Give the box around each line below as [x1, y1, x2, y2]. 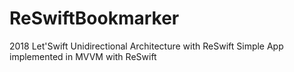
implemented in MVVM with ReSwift [9, 50, 157, 62]
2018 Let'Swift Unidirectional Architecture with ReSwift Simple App [9, 40, 284, 52]
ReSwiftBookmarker [9, 7, 180, 30]
